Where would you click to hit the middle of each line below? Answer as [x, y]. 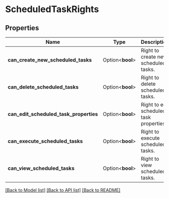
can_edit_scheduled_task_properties [53, 114]
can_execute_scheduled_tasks [45, 141]
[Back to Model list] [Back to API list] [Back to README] [63, 190]
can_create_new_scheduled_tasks [50, 60]
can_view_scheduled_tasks [41, 168]
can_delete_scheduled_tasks [43, 87]
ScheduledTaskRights [52, 9]
